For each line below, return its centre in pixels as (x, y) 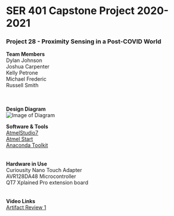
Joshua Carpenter (28, 67)
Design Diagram (26, 109)
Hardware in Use (27, 164)
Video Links (21, 201)
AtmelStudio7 (22, 133)
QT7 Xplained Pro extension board (47, 183)
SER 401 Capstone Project (71, 11)
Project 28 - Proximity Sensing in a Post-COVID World (84, 42)
